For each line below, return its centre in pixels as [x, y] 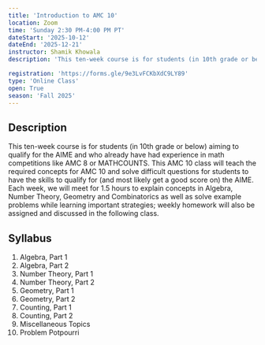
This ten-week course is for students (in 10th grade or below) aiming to [123, 147]
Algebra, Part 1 [43, 257]
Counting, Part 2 [46, 315]
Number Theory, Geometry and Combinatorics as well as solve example [125, 197]
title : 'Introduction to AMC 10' [63, 15]
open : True [26, 88]
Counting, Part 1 [46, 307]
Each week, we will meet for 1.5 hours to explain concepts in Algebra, [121, 188]
